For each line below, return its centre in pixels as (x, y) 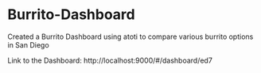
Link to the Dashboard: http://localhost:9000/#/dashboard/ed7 (110, 60)
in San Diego (28, 44)
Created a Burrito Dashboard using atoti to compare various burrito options (130, 36)
